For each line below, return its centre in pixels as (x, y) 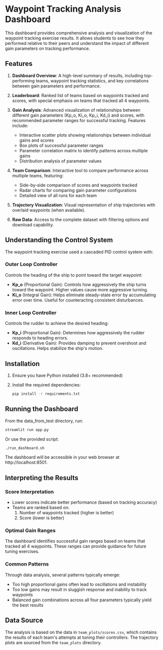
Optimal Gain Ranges (30, 530)
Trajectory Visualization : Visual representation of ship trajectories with (84, 205)
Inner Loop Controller (31, 312)
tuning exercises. (22, 551)
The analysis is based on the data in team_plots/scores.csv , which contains (81, 632)
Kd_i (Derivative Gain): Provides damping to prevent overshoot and (79, 343)
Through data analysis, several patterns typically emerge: (63, 575)
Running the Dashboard (42, 409)
